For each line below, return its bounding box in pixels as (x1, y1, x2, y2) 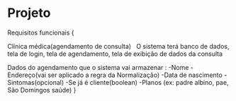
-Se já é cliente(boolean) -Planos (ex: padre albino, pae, (65, 78, 229, 86)
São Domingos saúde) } (7, 85, 77, 94)
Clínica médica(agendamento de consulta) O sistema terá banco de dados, (7, 42, 230, 50)
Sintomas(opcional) (7, 78, 64, 86)
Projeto (7, 5, 51, 21)
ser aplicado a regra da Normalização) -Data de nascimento (47, 71, 223, 79)
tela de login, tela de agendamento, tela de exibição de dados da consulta (7, 49, 223, 58)
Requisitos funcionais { (7, 28, 74, 37)
